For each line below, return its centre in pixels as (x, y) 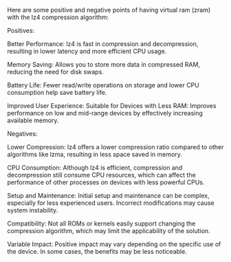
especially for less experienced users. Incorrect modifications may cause (111, 203)
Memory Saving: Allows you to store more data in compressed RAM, (104, 64)
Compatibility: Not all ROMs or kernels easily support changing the (101, 223)
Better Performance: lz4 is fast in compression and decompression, (103, 44)
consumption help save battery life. (57, 92)
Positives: (21, 31)
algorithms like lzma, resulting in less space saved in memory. (95, 154)
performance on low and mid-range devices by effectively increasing (105, 113)
